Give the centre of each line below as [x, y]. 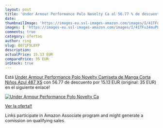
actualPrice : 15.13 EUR [29, 54]
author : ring [18, 41]
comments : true [20, 32]
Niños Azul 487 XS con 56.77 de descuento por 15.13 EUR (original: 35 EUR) [81, 82]
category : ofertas [24, 37]
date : [10, 18]
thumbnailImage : [21, 23]
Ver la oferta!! [19, 106]
